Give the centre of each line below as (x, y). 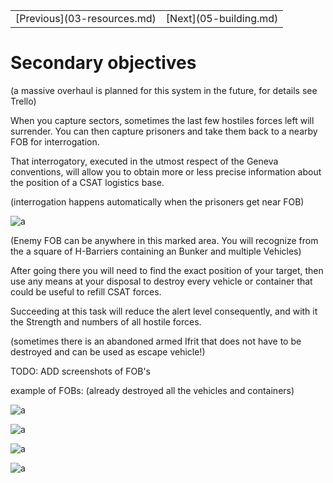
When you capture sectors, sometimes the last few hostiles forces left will (162, 120)
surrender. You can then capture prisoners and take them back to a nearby (164, 131)
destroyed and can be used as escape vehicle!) (108, 351)
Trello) (23, 101)
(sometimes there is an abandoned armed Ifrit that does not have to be (156, 341)
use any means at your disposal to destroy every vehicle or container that (161, 281)
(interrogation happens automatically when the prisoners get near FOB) (157, 201)
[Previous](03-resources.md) (86, 18)
